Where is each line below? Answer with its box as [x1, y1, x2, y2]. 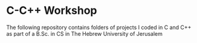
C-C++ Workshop [6, 4, 98, 18]
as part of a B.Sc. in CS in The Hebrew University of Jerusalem [6, 30, 163, 37]
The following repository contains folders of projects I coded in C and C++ [6, 24, 192, 31]
